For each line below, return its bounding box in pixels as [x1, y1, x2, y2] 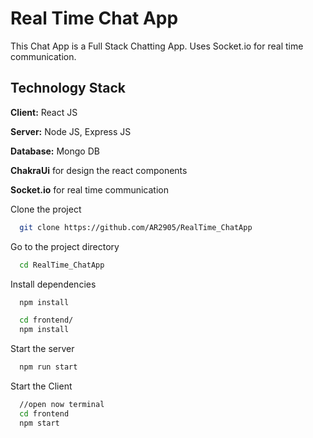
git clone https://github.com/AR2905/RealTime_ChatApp [19, 222, 253, 232]
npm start [19, 418, 60, 428]
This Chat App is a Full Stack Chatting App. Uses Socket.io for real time [10, 40, 304, 52]
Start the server [10, 343, 75, 355]
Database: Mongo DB [10, 145, 100, 157]
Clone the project [10, 203, 82, 215]
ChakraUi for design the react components [10, 164, 188, 176]
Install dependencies [10, 278, 97, 290]
